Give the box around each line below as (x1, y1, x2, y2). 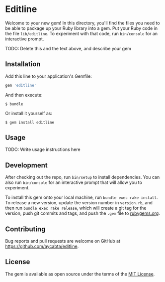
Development (5, 161, 48, 169)
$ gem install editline (5, 120, 55, 125)
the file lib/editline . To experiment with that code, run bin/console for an (5, 30, 158, 36)
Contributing (5, 225, 46, 233)
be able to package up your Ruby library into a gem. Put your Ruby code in (5, 25, 158, 31)
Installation (5, 60, 41, 68)
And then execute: (5, 92, 43, 98)
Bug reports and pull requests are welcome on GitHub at (5, 238, 121, 244)
